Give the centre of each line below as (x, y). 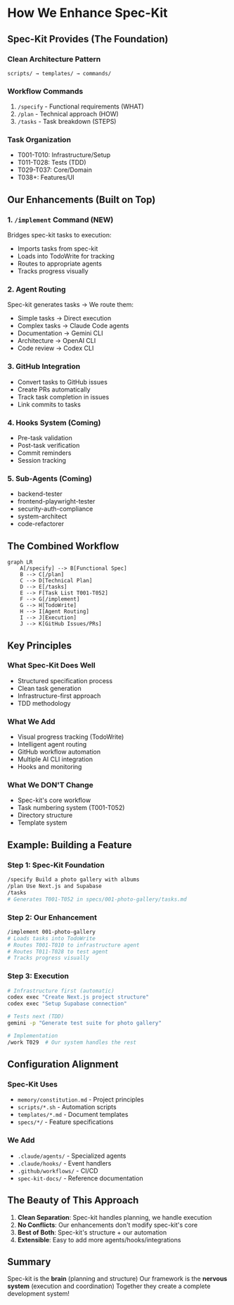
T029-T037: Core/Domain (55, 170)
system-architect (42, 516)
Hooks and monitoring (50, 767)
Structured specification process (65, 680)
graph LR (20, 562)
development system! (39, 1294)
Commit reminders (44, 453)
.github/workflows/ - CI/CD (58, 1170)
